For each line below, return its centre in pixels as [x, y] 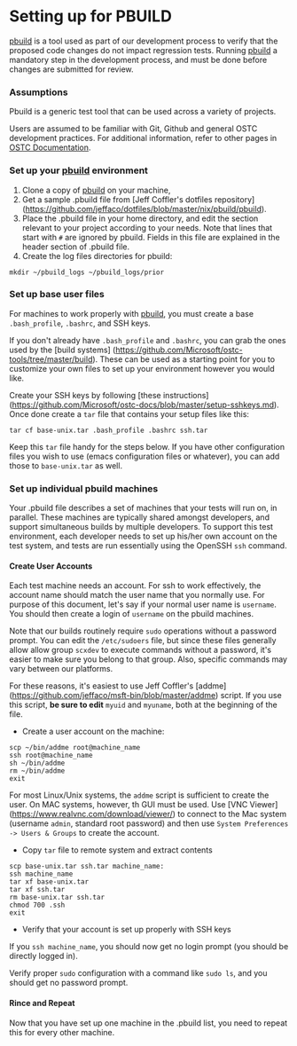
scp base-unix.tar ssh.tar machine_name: [87, 867]
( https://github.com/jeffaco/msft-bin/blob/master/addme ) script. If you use [145, 696]
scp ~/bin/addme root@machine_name [75, 748]
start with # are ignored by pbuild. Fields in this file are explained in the [151, 237]
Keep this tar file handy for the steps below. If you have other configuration [147, 446]
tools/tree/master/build [51, 359]
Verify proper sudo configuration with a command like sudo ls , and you [138, 973]
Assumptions [39, 92]
